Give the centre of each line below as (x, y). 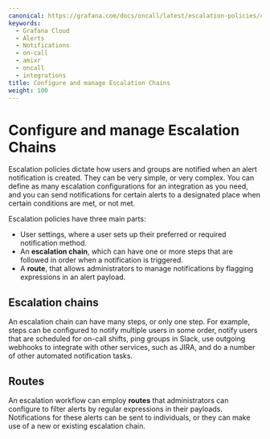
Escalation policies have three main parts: (77, 219)
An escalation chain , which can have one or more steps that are (126, 252)
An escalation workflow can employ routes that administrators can (119, 400)
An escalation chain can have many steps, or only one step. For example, (129, 322)
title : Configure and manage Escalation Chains (90, 83)
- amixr (29, 61)
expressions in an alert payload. (73, 277)
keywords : (25, 23)
